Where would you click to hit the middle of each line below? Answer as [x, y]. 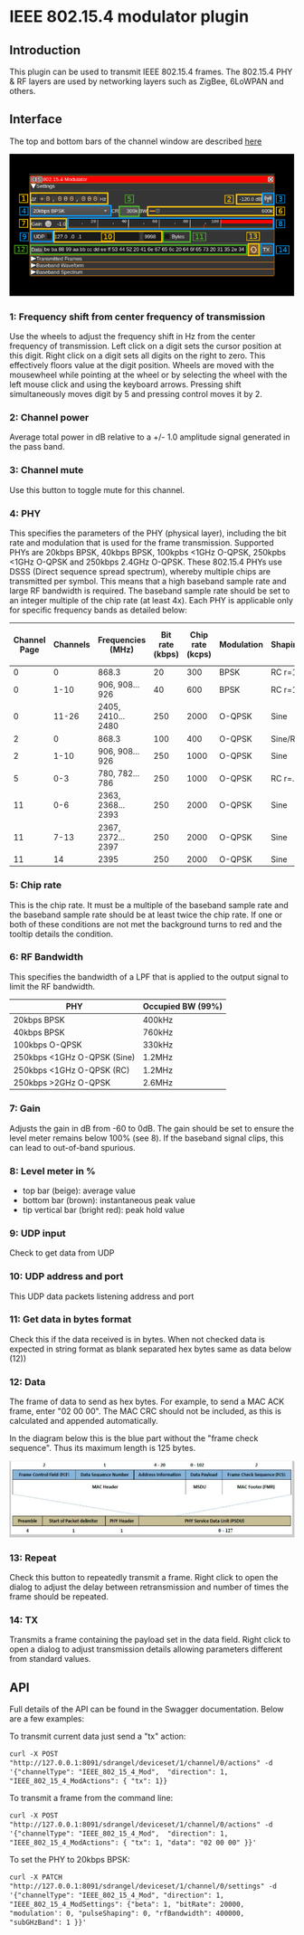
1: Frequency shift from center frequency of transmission [137, 317]
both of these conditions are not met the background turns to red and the [146, 924]
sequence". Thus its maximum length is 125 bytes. [103, 1448]
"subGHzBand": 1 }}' [48, 1923]
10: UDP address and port [66, 1276]
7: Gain [25, 1108]
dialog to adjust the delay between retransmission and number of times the [149, 1587]
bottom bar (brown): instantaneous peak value [109, 1200]
